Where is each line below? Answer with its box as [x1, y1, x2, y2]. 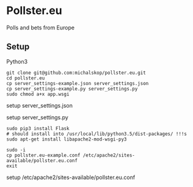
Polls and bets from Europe [6, 24, 75, 31]
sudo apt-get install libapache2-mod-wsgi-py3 [6, 136, 127, 142]
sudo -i [6, 147, 26, 153]
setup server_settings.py [6, 114, 68, 121]
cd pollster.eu [6, 75, 45, 81]
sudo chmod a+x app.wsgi [6, 91, 70, 97]
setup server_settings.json [6, 101, 73, 109]
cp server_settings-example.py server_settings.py [6, 86, 138, 92]
